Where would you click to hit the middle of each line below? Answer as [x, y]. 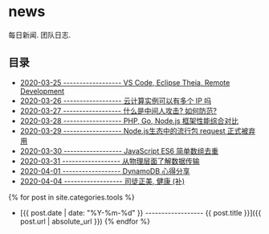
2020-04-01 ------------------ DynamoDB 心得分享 [105, 170]
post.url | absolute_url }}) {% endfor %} [85, 221]
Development [42, 91]
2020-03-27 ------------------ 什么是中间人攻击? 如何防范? [118, 110]
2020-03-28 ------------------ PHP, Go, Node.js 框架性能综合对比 [129, 121]
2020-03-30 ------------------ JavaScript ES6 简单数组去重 [119, 150]
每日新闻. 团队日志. [40, 35]
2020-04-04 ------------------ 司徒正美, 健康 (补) [102, 181]
